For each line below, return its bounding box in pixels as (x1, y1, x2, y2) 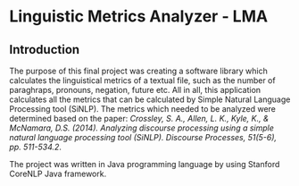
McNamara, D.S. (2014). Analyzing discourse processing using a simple (9, 123, 275, 133)
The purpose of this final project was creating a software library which (9, 65, 268, 76)
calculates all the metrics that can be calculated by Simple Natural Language (9, 94, 291, 105)
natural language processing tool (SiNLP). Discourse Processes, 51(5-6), (9, 132, 278, 142)
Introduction (9, 42, 80, 57)
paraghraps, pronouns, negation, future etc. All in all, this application (9, 85, 262, 95)
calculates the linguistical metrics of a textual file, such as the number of (9, 75, 276, 86)
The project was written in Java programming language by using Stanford (9, 159, 280, 169)
